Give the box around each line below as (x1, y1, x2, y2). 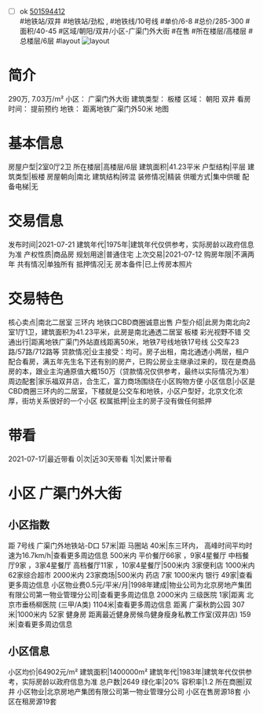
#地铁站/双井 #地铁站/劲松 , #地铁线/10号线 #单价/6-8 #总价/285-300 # (19, 17, 250, 26)
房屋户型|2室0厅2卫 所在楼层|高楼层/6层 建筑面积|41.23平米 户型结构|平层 (8, 161, 246, 172)
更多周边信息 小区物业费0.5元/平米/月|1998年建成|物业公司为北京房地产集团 (8, 580, 252, 589)
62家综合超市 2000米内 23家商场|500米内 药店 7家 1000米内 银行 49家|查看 (8, 570, 254, 579)
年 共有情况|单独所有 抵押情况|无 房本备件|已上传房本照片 (8, 259, 193, 268)
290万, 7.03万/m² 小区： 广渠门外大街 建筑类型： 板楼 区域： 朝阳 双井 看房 (8, 94, 251, 103)
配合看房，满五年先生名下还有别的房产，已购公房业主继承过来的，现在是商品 (8, 356, 256, 366)
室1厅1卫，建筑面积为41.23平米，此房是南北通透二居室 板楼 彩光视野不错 (8, 327, 242, 337)
